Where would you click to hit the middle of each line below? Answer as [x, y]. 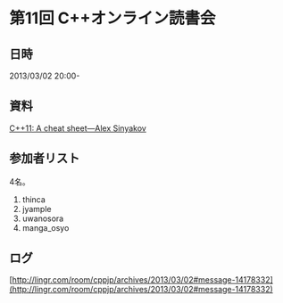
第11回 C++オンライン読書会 [112, 18]
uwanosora [43, 218]
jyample [37, 209]
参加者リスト [45, 158]
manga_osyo [46, 227]
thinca [34, 199]
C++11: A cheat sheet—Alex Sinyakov [78, 128]
